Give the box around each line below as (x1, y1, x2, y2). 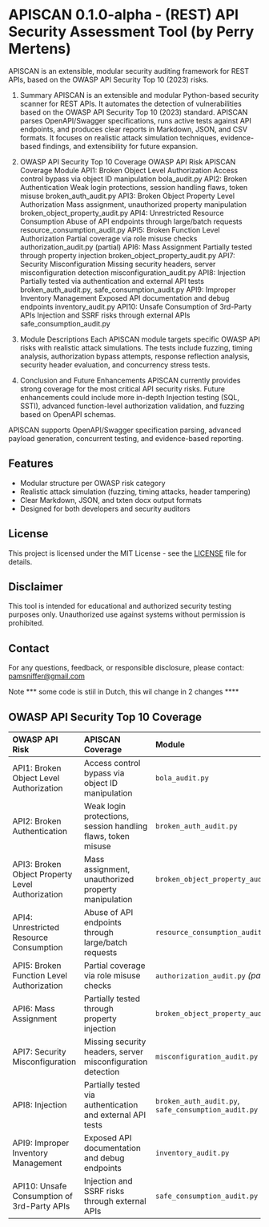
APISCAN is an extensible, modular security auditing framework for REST (8, 66, 250, 75)
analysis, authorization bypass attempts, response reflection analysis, (19, 351, 251, 361)
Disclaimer (8, 580, 63, 593)
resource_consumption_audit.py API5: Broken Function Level (19, 225, 220, 234)
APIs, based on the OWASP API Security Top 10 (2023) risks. (8, 75, 209, 84)
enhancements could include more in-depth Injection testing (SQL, (19, 392, 240, 402)
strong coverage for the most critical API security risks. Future (19, 383, 226, 394)
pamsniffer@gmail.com (8, 671, 86, 681)
